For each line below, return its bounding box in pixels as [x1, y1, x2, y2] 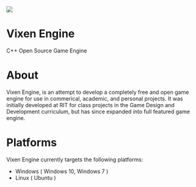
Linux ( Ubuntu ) [15, 174, 56, 182]
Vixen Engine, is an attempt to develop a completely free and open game [6, 88, 189, 96]
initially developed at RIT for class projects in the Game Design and [6, 101, 175, 108]
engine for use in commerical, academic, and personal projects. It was [6, 94, 183, 102]
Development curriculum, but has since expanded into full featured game [6, 108, 191, 115]
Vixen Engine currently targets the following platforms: [6, 155, 143, 163]
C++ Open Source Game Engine [6, 47, 87, 54]
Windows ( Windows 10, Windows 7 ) [15, 168, 109, 175]
